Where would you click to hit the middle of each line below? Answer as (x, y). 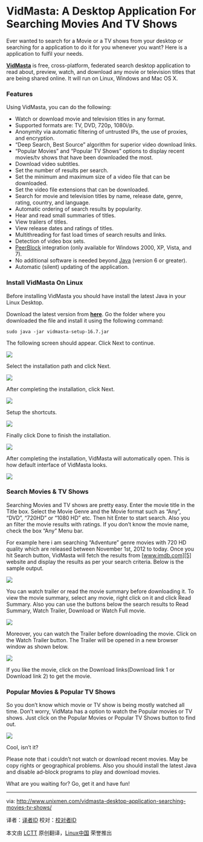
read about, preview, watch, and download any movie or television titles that (101, 71)
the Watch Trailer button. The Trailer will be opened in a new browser (92, 640)
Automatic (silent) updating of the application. (72, 267)
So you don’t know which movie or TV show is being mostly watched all (95, 705)
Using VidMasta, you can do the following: (59, 107)
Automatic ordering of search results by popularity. (79, 209)
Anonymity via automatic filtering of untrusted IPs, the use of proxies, (101, 132)
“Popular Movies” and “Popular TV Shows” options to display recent (100, 151)
